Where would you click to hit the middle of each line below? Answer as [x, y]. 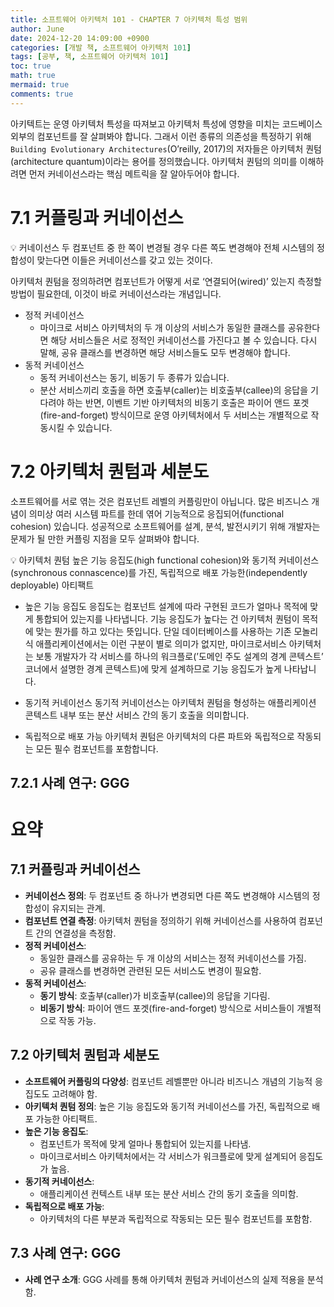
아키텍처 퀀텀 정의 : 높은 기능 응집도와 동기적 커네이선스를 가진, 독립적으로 [167, 1106]
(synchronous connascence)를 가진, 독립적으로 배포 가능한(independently [159, 572]
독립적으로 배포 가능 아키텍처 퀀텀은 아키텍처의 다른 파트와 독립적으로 [159, 736]
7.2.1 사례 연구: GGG [70, 782]
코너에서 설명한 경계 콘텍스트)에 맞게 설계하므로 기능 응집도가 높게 [153, 668]
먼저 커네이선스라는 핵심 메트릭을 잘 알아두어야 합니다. [134, 173]
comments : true [42, 94]
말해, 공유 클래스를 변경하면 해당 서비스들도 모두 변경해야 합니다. [165, 352]
